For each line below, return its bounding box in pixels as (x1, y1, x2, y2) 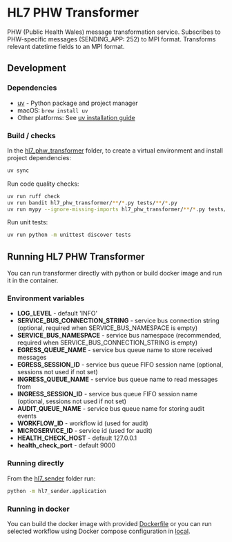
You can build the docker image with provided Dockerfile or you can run (7, 519, 212, 528)
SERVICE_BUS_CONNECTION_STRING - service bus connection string (17, 316, 220, 325)
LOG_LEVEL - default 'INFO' (17, 309, 98, 318)
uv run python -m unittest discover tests (7, 231, 131, 239)
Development (7, 62, 67, 74)
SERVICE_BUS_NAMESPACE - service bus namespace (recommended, (17, 331, 222, 340)
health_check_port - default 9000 (17, 441, 116, 449)
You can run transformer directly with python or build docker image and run (7, 269, 222, 278)
